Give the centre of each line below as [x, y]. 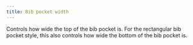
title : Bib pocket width [38, 12]
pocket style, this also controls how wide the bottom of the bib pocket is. [97, 35]
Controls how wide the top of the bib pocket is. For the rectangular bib [94, 29]
